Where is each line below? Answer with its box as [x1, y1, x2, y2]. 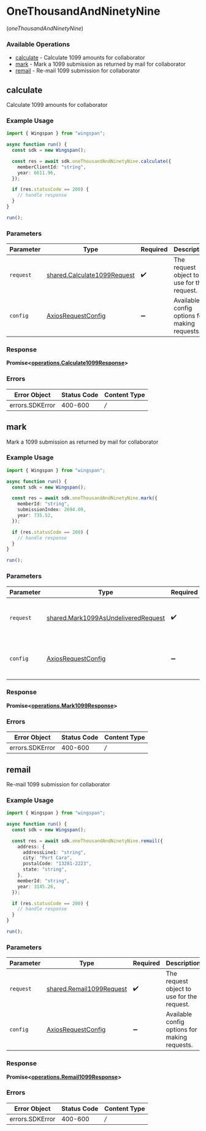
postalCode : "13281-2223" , [22, 861, 92, 867]
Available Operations [6, 40, 71, 49]
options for [166, 1025, 197, 1034]
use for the [166, 992, 197, 1001]
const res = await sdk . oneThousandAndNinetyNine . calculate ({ [12, 158, 172, 164]
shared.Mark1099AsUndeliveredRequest [46, 613, 166, 622]
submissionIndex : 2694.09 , [17, 507, 86, 513]
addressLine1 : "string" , [22, 849, 86, 855]
